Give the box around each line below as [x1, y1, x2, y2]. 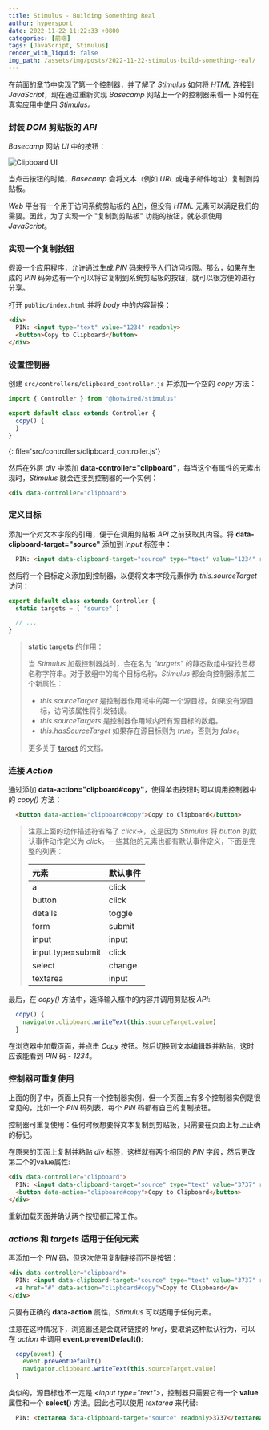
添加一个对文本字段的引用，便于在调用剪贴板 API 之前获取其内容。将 [8, 529, 235, 539]
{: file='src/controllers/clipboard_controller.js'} [8, 446, 161, 456]
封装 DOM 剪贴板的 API [8, 121, 98, 132]
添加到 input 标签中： [102, 539, 172, 548]
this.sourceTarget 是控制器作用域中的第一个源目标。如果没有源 [39, 696, 247, 706]
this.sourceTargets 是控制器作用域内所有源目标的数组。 [39, 716, 223, 726]
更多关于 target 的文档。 [27, 744, 108, 753]
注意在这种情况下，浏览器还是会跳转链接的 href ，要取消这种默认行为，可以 [8, 1324, 255, 1334]
